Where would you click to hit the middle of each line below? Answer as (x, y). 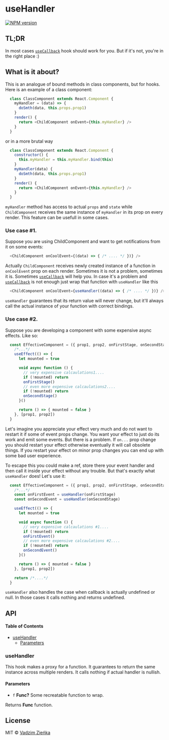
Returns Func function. (29, 705)
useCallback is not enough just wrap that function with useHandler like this (82, 282)
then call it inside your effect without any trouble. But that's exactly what (80, 471)
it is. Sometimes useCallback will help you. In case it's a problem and (76, 276)
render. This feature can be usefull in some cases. (57, 218)
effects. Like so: (22, 335)
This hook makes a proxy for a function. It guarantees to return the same (80, 667)
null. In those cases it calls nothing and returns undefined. (65, 597)
